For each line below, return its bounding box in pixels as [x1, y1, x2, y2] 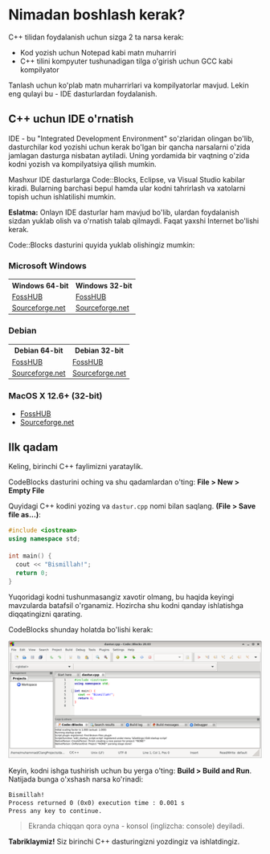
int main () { [8, 552, 52, 560]
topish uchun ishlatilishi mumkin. [8, 191, 117, 202]
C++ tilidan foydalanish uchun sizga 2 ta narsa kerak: [8, 32, 185, 42]
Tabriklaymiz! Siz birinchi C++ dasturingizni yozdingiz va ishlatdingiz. [8, 836, 240, 846]
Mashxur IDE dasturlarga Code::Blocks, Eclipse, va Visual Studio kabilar [8, 174, 245, 184]
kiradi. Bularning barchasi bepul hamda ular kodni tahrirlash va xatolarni [8, 183, 246, 193]
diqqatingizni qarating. [8, 609, 83, 619]
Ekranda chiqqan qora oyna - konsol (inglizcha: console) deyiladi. [27, 821, 245, 831]
